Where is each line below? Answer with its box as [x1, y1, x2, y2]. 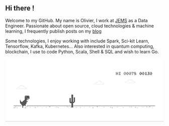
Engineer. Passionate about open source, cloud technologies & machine [5, 23, 154, 29]
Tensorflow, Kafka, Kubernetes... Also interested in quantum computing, [5, 43, 154, 49]
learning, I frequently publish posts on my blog [5, 28, 102, 34]
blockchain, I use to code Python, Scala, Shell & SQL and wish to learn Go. [5, 48, 159, 54]
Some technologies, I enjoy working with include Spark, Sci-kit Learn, [5, 38, 149, 44]
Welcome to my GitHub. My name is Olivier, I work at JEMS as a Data [5, 17, 148, 23]
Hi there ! [5, 4, 35, 13]
